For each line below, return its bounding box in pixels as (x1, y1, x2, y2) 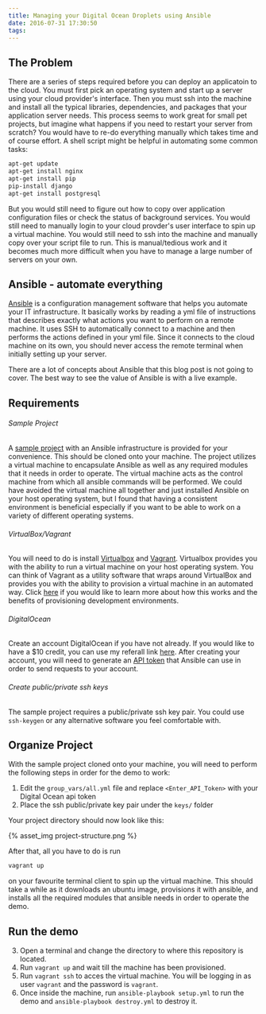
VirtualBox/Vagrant (8, 529, 71, 538)
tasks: (8, 145, 29, 154)
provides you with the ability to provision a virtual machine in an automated (8, 579, 253, 589)
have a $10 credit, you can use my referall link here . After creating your (8, 647, 241, 657)
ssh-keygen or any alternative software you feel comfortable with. (8, 715, 222, 725)
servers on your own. (8, 254, 78, 264)
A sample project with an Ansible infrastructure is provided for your (8, 443, 229, 453)
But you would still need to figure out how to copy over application (8, 204, 226, 213)
